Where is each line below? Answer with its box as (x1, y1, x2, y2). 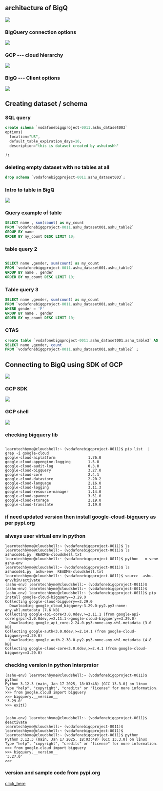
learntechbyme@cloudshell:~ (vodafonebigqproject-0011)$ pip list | (5, 446, 150, 451)
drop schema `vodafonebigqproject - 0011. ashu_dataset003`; (5, 175, 125, 180)
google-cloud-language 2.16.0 (5, 481, 102, 486)
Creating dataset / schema (5, 100, 88, 108)
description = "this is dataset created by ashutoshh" (9, 143, 119, 148)
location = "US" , (9, 134, 41, 140)
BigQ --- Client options (5, 75, 60, 81)
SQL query (5, 114, 31, 121)
